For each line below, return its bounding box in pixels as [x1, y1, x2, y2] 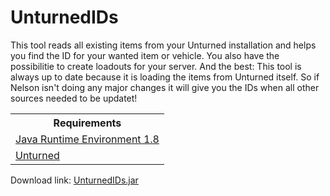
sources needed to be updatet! [10, 92, 138, 104]
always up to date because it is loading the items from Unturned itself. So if [10, 71, 320, 83]
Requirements [53, 116, 122, 130]
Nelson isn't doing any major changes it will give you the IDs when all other [10, 81, 320, 93]
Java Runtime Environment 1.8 [15, 132, 160, 146]
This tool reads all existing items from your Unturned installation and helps [10, 39, 317, 51]
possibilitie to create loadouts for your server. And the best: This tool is [10, 60, 302, 72]
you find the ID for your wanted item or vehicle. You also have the [10, 49, 280, 61]
